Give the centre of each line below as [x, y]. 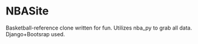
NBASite [27, 11]
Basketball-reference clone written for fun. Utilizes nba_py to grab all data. [99, 28]
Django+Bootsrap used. [35, 34]
